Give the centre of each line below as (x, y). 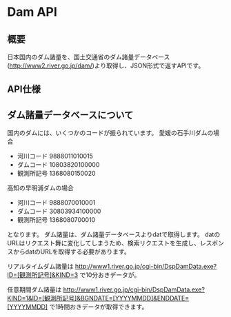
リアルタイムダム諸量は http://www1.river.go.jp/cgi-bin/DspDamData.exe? (112, 267)
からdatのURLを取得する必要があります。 (71, 252)
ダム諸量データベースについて (70, 115)
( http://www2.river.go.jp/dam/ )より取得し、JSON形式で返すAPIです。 (106, 65)
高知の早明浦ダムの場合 (40, 188)
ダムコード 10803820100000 (58, 165)
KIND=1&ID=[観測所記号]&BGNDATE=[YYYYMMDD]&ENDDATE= (98, 298)
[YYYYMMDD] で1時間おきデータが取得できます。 (78, 307)
